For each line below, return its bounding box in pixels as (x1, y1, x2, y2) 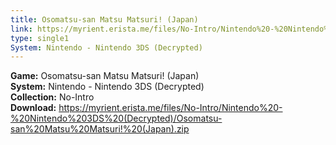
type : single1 (10, 33, 70, 43)
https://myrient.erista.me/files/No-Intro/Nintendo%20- (58, 102, 283, 114)
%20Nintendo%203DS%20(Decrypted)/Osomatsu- (10, 112, 223, 125)
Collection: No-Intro (10, 91, 95, 103)
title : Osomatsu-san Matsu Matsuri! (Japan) (10, 14, 199, 25)
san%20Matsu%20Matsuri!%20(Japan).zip (10, 123, 190, 135)
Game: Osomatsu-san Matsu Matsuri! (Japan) (10, 70, 200, 82)
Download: (10, 102, 57, 114)
